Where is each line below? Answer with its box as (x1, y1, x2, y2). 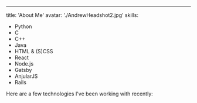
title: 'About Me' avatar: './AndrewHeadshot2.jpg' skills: (6, 12, 139, 18)
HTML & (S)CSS (14, 48, 54, 54)
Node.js (14, 60, 34, 67)
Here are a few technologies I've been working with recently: (6, 90, 154, 97)
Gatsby (14, 67, 32, 73)
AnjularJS (14, 73, 38, 80)
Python (14, 23, 32, 30)
